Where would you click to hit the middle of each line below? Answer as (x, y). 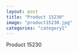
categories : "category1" (37, 28)
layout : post (22, 11)
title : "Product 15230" (35, 17)
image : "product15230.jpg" (39, 22)
